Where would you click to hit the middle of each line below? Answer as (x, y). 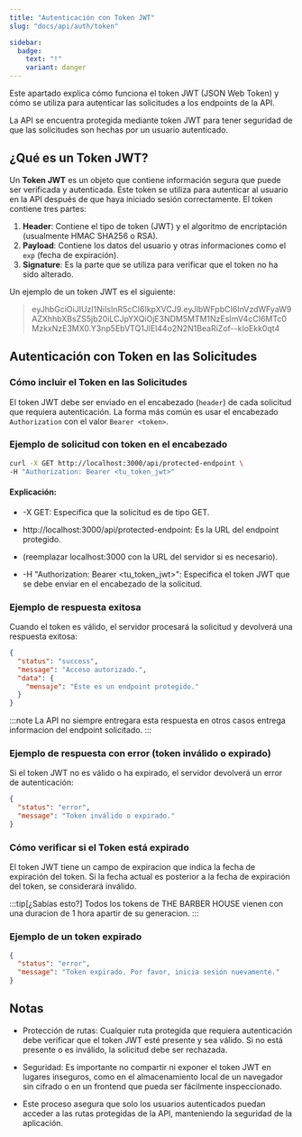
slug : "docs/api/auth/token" (64, 26)
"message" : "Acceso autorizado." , (82, 670)
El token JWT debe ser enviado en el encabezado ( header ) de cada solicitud (151, 402)
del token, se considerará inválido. (73, 886)
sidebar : (26, 42)
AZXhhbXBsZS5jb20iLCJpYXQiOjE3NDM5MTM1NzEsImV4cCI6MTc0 (159, 319)
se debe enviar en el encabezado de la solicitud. (112, 584)
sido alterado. (48, 274)
